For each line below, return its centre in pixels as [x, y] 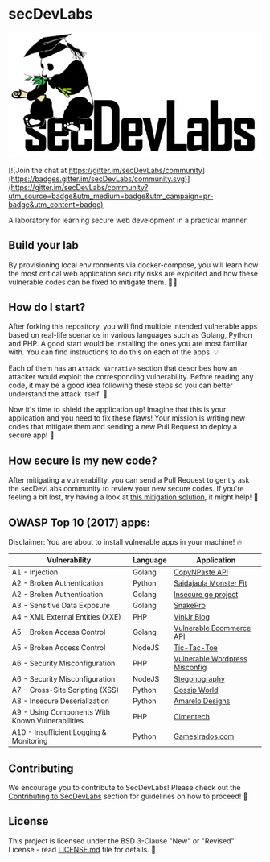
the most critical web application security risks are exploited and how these [133, 273]
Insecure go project [206, 595]
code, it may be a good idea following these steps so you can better [121, 385]
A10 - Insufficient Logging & [59, 732]
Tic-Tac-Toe [196, 648]
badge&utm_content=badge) [56, 204]
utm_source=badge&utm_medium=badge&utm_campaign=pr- [111, 196]
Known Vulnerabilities [48, 721]
